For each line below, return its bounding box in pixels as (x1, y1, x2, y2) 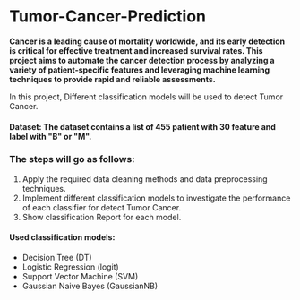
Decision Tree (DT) (21, 253, 92, 263)
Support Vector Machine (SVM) (21, 271, 139, 282)
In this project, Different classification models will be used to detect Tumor (9, 91, 284, 102)
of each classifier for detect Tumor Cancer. (21, 201, 182, 212)
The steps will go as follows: (9, 153, 136, 166)
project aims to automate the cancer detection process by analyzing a (9, 55, 275, 65)
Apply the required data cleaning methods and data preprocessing (21, 173, 268, 184)
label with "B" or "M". (9, 131, 92, 141)
